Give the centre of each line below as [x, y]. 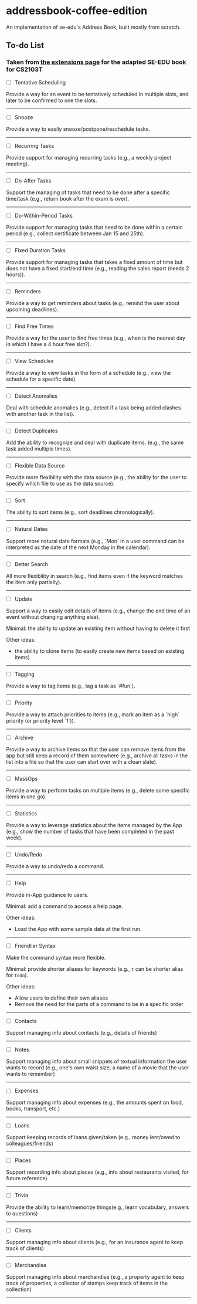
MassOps [26, 778]
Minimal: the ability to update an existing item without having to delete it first [98, 628]
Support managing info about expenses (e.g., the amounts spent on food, [95, 1103]
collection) [19, 1289]
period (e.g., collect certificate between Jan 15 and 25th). [75, 233]
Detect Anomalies [36, 396]
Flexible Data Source [40, 466]
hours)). [16, 275]
